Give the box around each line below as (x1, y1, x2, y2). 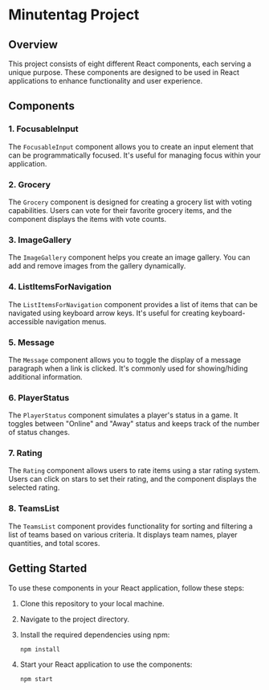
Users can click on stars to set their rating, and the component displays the (8, 474, 257, 484)
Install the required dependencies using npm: (19, 630, 170, 639)
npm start (19, 675, 54, 683)
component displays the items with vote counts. (8, 214, 167, 224)
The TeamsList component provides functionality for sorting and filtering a (8, 521, 253, 531)
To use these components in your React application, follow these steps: (8, 583, 245, 593)
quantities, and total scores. (8, 538, 100, 548)
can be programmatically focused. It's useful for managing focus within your (8, 150, 261, 160)
